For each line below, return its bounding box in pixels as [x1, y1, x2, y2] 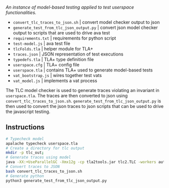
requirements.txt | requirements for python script [13, 35, 116, 41]
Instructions [6, 123, 45, 131]
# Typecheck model [6, 136, 44, 141]
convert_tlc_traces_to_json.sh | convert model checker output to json [13, 19, 160, 25]
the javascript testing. [6, 108, 51, 114]
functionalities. [6, 9, 37, 15]
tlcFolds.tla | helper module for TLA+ [13, 46, 93, 51]
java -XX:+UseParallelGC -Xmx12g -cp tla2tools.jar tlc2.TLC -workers [6, 159, 156, 164]
